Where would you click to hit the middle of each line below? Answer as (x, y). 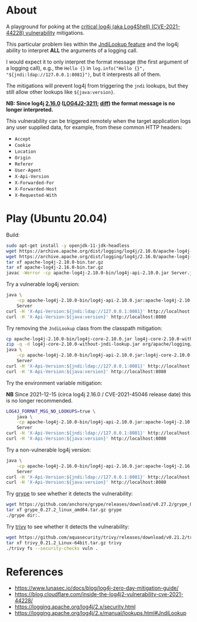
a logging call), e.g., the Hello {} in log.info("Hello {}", (76, 68)
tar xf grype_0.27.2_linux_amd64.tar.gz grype (64, 510)
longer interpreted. (30, 109)
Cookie (23, 145)
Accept (23, 139)
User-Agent (28, 170)
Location (25, 151)
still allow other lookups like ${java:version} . (61, 92)
